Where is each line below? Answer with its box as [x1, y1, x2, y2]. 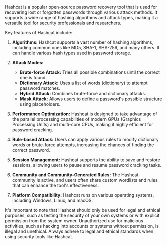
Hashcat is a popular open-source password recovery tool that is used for [5, 4, 157, 10]
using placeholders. [19, 101, 61, 107]
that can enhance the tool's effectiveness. [12, 182, 99, 188]
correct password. [12, 147, 50, 153]
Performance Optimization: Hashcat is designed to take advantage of [12, 111, 157, 117]
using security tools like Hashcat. [5, 234, 73, 239]
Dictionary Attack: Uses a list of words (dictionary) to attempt [19, 80, 148, 86]
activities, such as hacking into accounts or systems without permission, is [5, 223, 159, 229]
